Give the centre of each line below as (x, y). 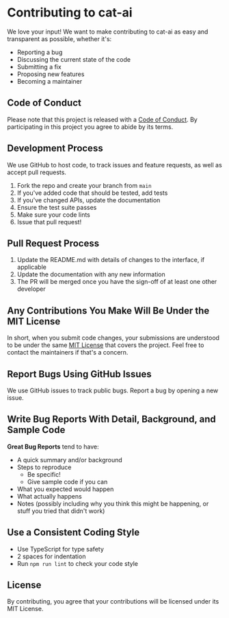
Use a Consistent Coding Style (73, 533)
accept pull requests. (37, 172)
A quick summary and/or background (70, 460)
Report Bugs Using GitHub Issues (79, 374)
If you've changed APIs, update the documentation (89, 200)
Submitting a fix (39, 67)
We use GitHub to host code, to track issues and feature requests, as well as (114, 165)
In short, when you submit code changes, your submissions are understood (113, 338)
